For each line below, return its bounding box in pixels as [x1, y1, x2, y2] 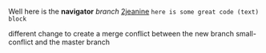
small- [236, 29, 256, 38]
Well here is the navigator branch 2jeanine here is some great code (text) [8, 7, 259, 16]
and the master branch [34, 37, 111, 47]
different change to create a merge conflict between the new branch [8, 29, 235, 38]
